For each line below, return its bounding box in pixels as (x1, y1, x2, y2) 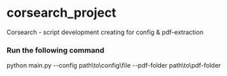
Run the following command (6, 45, 105, 55)
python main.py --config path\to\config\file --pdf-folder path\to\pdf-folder (6, 61, 221, 70)
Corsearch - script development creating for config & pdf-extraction (6, 28, 204, 36)
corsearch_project (6, 5, 117, 21)
